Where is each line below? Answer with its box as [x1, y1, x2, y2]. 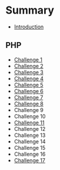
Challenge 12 [14, 125, 46, 132]
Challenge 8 [14, 100, 44, 107]
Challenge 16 [14, 150, 46, 158]
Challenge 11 [14, 119, 45, 126]
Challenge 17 [14, 156, 45, 163]
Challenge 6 [14, 87, 44, 95]
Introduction [14, 23, 44, 30]
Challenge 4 [14, 75, 44, 82]
